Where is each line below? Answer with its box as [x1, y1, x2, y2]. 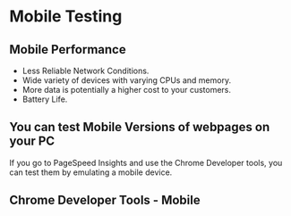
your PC [9, 134, 56, 149]
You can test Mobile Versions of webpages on [9, 120, 270, 135]
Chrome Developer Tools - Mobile [9, 193, 201, 208]
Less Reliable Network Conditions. [21, 65, 150, 76]
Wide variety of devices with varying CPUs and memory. [21, 75, 231, 86]
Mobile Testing [9, 6, 123, 27]
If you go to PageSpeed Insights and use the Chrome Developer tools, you [9, 157, 283, 168]
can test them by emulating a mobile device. [9, 167, 173, 178]
